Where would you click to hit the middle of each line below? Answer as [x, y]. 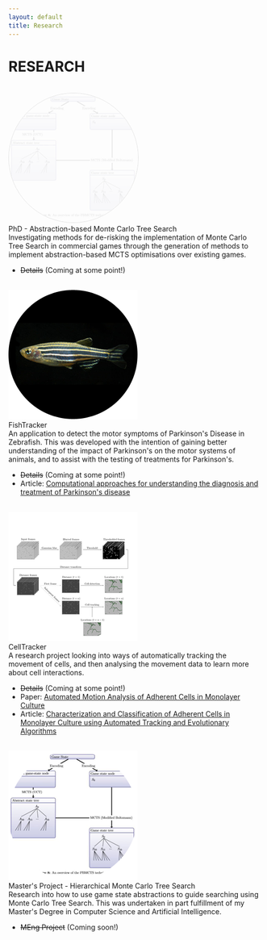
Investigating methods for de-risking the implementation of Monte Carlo [128, 237]
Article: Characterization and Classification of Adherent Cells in [125, 714]
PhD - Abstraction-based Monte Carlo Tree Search [93, 229]
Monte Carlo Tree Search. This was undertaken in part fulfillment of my [126, 903]
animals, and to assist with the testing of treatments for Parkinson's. [121, 459]
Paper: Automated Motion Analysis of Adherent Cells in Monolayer [130, 697]
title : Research [35, 25]
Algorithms [38, 731]
